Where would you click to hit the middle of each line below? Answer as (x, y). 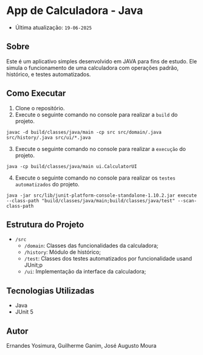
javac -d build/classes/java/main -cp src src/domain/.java (84, 132)
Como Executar (36, 93)
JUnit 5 (24, 312)
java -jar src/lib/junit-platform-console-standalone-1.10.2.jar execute (102, 195)
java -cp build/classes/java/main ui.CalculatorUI (72, 166)
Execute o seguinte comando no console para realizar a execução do (101, 149)
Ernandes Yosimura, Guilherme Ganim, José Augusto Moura (81, 346)
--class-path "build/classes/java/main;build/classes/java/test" (91, 201)
